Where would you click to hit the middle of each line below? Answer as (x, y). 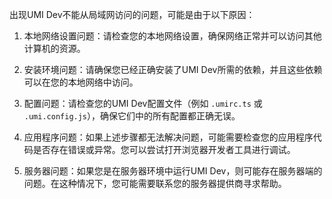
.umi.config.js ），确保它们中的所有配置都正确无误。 (132, 116)
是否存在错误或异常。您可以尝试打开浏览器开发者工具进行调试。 (164, 149)
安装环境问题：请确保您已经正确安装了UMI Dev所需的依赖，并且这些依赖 (173, 69)
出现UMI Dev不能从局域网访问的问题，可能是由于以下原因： (132, 14)
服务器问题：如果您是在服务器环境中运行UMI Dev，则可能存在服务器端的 (173, 171)
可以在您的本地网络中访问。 (81, 82)
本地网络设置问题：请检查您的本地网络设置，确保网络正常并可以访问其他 (172, 36)
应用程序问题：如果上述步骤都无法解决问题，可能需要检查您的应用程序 (168, 137)
